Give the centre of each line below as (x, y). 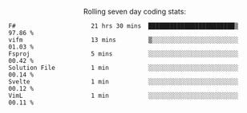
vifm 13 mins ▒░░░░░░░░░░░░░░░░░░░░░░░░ (123, 40)
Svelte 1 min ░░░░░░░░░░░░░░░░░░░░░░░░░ (123, 82)
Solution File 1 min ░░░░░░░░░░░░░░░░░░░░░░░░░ (123, 68)
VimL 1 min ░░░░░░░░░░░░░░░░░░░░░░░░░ (123, 95)
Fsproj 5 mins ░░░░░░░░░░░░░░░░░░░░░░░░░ (123, 54)
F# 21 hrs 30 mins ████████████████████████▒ (123, 26)
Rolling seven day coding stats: (135, 12)
